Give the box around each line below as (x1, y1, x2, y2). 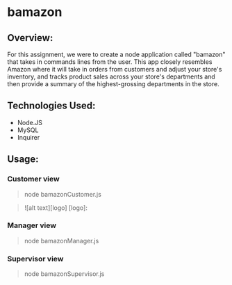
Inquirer (17, 133, 40, 141)
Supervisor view (7, 254, 64, 263)
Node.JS (17, 118, 43, 127)
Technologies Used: (7, 100, 96, 112)
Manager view (7, 220, 57, 230)
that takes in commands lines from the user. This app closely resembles (7, 58, 213, 66)
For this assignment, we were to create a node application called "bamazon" (7, 50, 226, 58)
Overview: (7, 32, 53, 44)
